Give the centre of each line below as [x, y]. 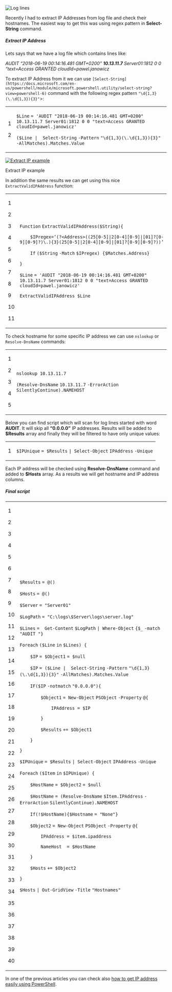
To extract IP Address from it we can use [48, 78]
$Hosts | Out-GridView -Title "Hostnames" [70, 890]
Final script [18, 491]
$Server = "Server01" [45, 605]
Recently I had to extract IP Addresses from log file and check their [76, 18]
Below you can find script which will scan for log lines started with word [81, 423]
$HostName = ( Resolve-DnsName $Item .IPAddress [87, 796]
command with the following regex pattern [92, 93]
